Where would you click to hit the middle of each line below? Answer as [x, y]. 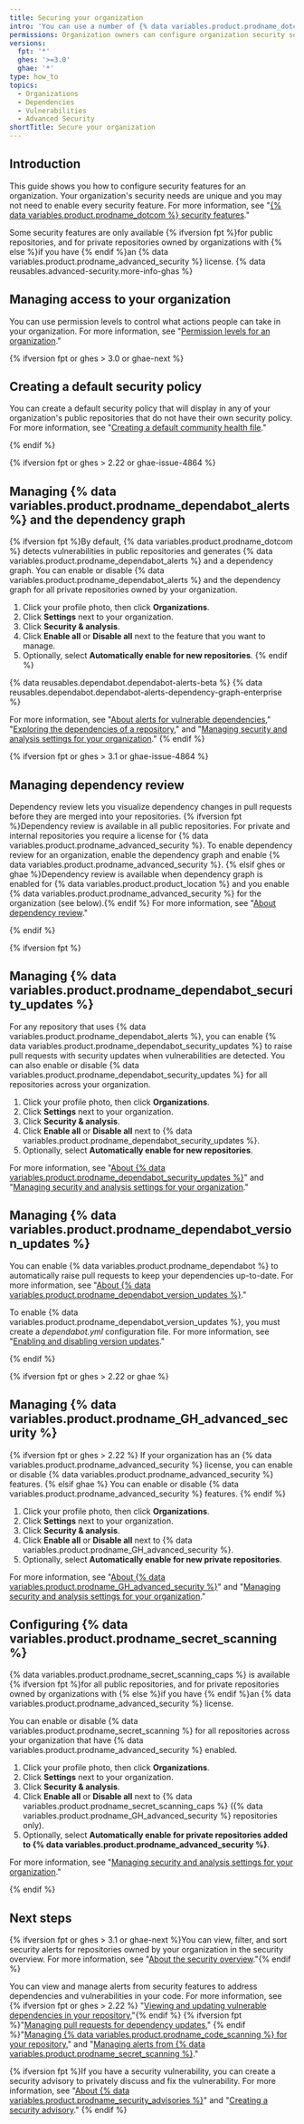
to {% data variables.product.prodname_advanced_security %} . [146, 1845]
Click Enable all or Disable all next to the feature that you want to [144, 637]
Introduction [45, 164]
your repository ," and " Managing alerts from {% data [108, 2044]
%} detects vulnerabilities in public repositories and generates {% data [141, 551]
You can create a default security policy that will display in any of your [140, 408]
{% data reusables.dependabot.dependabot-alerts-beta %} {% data [136, 683]
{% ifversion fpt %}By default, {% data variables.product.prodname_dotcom [152, 541]
